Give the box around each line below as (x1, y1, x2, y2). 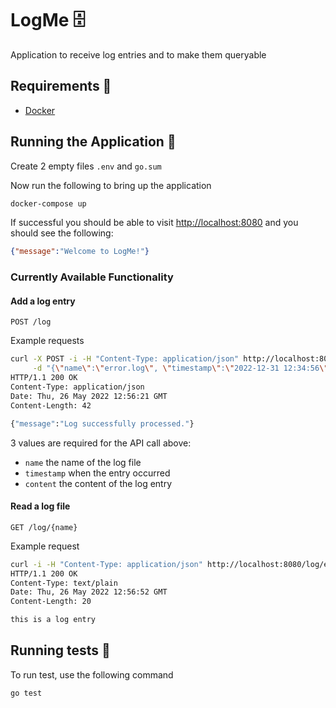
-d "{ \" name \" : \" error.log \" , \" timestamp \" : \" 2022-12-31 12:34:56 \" (32, 363, 329, 374)
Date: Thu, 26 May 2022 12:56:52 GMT (10, 587, 168, 597)
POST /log (10, 317, 52, 327)
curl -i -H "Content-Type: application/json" (10, 559, 203, 569)
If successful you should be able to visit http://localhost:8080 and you (10, 217, 299, 229)
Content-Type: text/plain (10, 578, 118, 588)
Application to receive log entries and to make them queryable (10, 48, 267, 61)
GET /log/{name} (10, 522, 78, 532)
